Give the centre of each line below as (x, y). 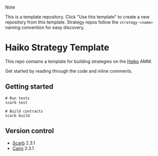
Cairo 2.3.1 (23, 148)
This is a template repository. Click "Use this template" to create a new (78, 17)
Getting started (29, 87)
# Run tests (17, 98)
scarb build (17, 116)
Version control (30, 131)
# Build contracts (24, 111)
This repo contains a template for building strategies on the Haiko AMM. (79, 61)
